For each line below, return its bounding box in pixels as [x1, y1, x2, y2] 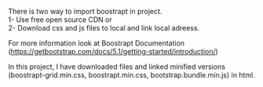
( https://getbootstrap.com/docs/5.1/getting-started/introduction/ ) [8, 47, 218, 56]
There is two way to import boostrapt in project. [8, 7, 163, 16]
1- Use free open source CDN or [8, 15, 112, 24]
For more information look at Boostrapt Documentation [8, 38, 185, 48]
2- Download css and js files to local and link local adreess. [8, 24, 200, 32]
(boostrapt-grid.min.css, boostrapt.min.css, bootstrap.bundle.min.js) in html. [8, 71, 255, 79]
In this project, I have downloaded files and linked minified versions [8, 62, 226, 71]
